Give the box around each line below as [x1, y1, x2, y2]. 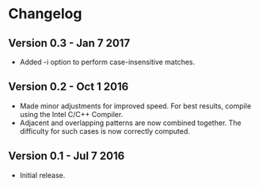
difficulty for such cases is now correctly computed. [19, 126, 190, 135]
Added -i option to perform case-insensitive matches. [19, 57, 196, 66]
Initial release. [19, 170, 66, 180]
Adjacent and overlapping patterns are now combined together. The [19, 118, 242, 127]
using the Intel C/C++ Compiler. [19, 109, 124, 119]
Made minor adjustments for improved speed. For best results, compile [19, 101, 252, 111]
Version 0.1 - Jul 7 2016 [8, 150, 125, 163]
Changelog [8, 5, 82, 23]
